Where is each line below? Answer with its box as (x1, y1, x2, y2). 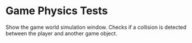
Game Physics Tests (5, 4, 108, 18)
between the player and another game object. (5, 29, 118, 37)
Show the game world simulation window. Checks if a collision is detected (5, 24, 187, 31)
